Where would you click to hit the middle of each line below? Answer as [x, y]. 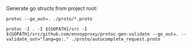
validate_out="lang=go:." [37, 39]
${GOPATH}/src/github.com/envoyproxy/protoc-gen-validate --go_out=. [92, 34]
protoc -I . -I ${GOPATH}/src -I [47, 29]
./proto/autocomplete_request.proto [116, 39]
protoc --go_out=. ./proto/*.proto [49, 19]
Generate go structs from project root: [52, 8]
